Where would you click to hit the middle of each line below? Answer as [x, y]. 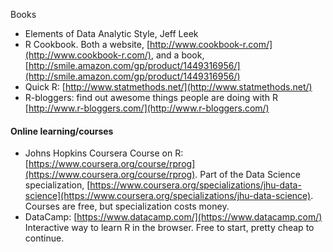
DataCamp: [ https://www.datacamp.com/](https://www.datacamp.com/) [173, 217]
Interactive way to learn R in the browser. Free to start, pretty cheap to [169, 228]
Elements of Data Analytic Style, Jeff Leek [111, 33]
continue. [44, 238]
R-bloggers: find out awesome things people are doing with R [151, 97]
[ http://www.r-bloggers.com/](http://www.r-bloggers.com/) [147, 108]
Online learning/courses [62, 131]
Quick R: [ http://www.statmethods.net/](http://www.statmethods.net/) [168, 87]
